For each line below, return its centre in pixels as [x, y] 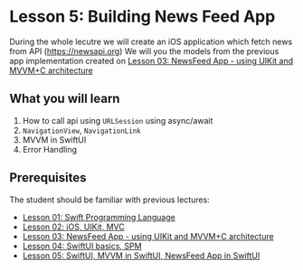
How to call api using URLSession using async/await [118, 120]
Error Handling [50, 149]
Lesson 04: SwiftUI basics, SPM [82, 246]
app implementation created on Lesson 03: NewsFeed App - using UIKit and [151, 61]
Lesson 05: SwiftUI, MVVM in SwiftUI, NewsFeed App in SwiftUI [141, 256]
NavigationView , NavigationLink [82, 130]
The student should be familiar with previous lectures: [109, 200]
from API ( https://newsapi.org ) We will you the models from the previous [144, 51]
